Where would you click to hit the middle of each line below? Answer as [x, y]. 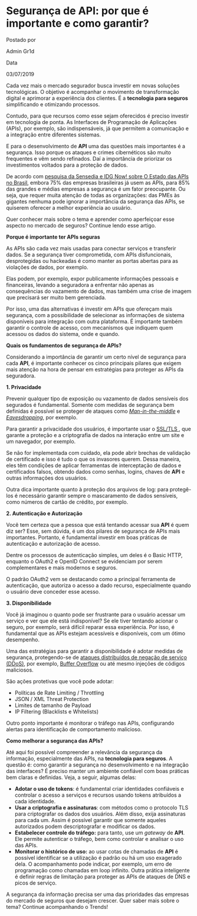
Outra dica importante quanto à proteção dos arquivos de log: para [87, 489]
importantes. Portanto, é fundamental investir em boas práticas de [87, 537]
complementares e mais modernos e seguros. [62, 568]
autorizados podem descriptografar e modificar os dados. [85, 826]
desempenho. [23, 640]
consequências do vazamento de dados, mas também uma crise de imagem [99, 291]
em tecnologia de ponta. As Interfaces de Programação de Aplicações [91, 122]
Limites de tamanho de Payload [53, 705]
